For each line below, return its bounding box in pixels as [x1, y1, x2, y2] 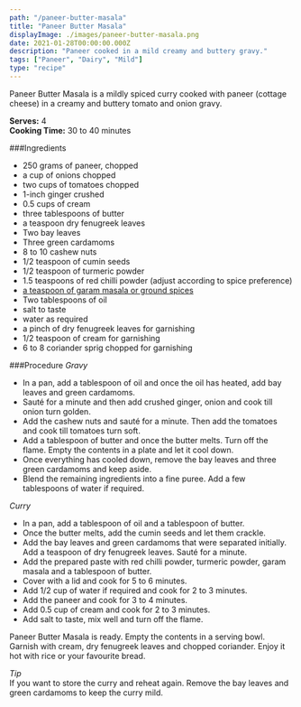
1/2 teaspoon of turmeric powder [22, 265, 145, 276]
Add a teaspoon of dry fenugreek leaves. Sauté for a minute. [22, 546, 248, 557]
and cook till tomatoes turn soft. [22, 425, 141, 436]
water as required [22, 313, 88, 324]
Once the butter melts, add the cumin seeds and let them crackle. [22, 527, 266, 538]
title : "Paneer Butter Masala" [9, 22, 127, 31]
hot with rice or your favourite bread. [9, 650, 146, 661]
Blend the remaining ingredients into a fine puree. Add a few [22, 473, 246, 484]
